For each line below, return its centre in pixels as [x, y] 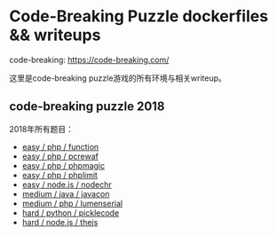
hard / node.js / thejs [60, 222]
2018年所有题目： [41, 129]
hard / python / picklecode [71, 212]
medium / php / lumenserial [72, 203]
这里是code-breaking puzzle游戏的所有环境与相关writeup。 [118, 78]
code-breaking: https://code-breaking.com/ [89, 59]
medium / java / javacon [66, 193]
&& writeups [55, 35]
